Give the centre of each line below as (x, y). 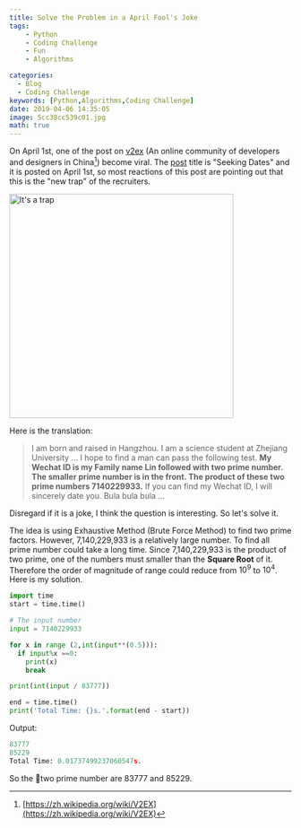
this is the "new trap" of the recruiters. (80, 181)
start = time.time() (48, 605)
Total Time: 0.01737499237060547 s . (76, 761)
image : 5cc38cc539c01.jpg (57, 118)
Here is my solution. (46, 580)
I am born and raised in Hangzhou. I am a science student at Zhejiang (159, 448)
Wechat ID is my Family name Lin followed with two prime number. (157, 466)
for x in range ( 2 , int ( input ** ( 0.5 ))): (84, 645)
